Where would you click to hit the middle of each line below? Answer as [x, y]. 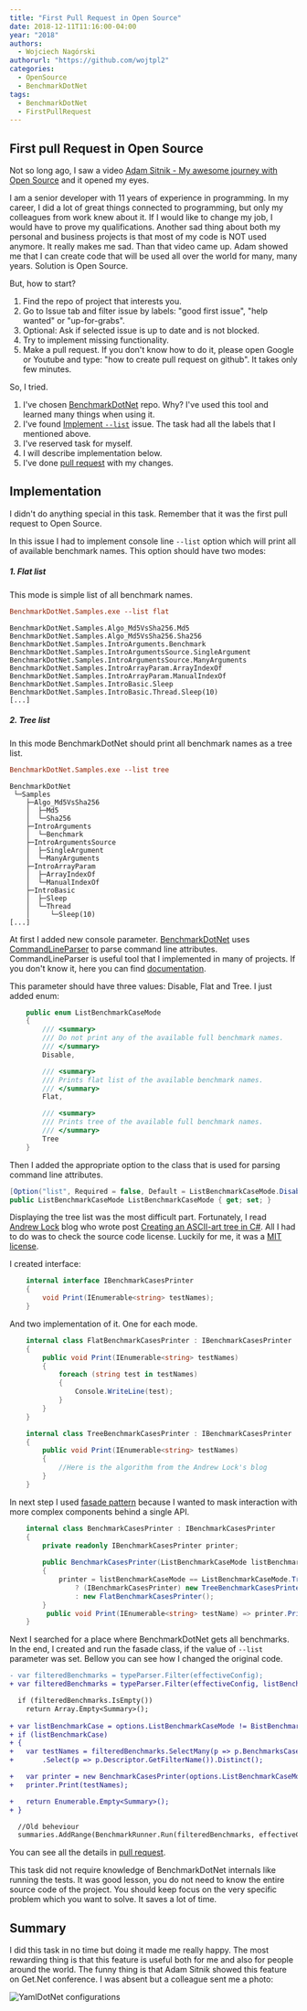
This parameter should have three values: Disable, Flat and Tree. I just [141, 986]
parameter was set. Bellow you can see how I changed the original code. [146, 1659]
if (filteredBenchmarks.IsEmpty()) [85, 1701]
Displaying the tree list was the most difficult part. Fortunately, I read [138, 1218]
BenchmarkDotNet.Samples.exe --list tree [90, 770]
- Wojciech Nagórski [57, 52]
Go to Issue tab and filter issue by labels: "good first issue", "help [145, 311]
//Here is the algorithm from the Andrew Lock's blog [163, 1468]
